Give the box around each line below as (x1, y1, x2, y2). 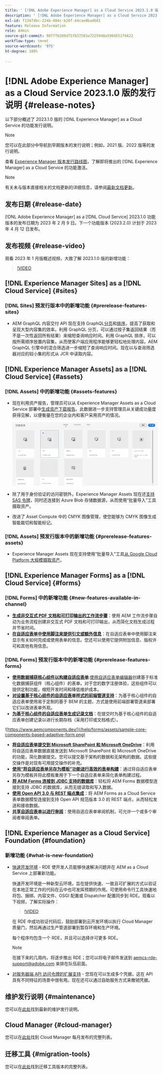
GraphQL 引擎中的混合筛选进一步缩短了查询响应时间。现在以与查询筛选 (12, 345, 155, 350)
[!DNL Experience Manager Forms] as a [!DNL (5, 572, 146, 580)
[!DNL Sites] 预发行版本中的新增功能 (5, 302, 90, 309)
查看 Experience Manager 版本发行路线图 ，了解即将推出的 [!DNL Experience (5, 158, 158, 165)
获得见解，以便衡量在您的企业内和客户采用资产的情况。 (12, 412, 123, 418)
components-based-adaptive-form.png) (5, 731, 86, 737)
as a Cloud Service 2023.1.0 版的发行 (5, 87, 156, 98)
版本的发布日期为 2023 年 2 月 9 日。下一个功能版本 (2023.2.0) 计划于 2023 (5, 220, 157, 226)
